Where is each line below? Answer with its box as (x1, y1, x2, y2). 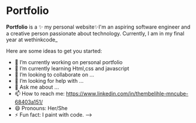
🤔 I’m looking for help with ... (14, 77, 84, 84)
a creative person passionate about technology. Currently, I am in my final (6, 30, 185, 37)
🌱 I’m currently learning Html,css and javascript (14, 65, 130, 72)
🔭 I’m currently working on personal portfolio (14, 58, 123, 65)
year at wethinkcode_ (6, 36, 58, 43)
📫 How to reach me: (14, 90, 65, 97)
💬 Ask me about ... (14, 83, 59, 90)
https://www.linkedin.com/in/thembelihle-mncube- (66, 90, 189, 97)
